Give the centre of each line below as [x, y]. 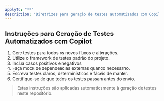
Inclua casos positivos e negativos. [47, 63]
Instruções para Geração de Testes [60, 34]
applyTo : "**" [20, 9]
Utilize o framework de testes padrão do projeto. [61, 58]
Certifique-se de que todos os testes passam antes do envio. [73, 79]
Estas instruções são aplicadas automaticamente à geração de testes [87, 88]
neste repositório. [35, 93]
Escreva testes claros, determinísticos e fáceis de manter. [70, 74]
